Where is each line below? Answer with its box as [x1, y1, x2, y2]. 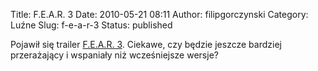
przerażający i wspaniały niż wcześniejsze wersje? [10, 49, 219, 61]
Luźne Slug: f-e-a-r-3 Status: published [10, 19, 173, 31]
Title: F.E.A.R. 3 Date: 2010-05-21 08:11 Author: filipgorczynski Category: [10, 9, 309, 20]
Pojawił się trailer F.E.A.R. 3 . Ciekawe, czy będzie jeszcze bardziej [10, 39, 282, 50]
